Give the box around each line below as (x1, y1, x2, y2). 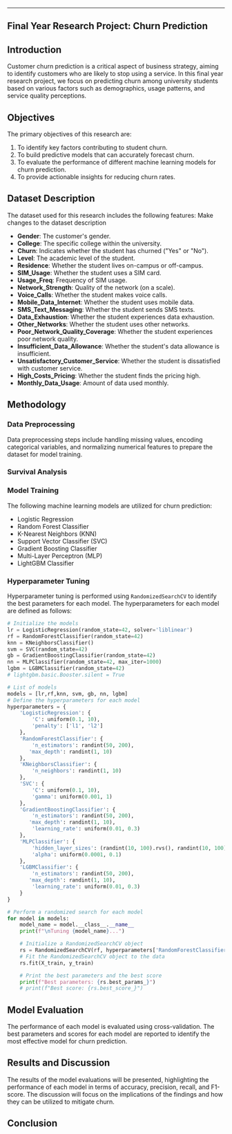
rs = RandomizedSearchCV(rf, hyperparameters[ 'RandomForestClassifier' (19, 947, 230, 954)
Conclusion (7, 1117, 58, 1129)
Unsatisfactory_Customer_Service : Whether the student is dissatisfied (17, 357, 221, 365)
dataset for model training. (7, 450, 83, 458)
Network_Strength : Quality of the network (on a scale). (17, 283, 175, 291)
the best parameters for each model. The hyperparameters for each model (7, 599, 220, 608)
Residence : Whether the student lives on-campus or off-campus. (17, 261, 204, 270)
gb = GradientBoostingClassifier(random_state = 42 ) (7, 652, 156, 659)
